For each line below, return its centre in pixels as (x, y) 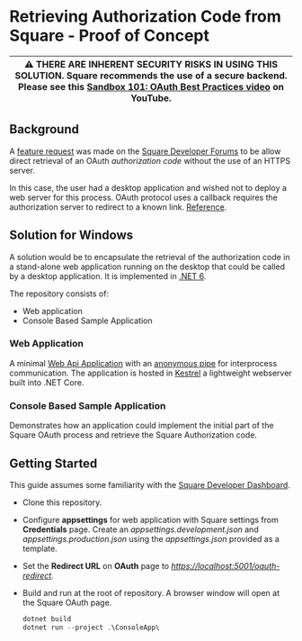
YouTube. (151, 98)
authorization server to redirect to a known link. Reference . (118, 207)
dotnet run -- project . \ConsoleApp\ (91, 627)
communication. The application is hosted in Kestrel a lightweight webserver (151, 373)
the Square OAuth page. (67, 602)
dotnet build (47, 618)
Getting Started (53, 463)
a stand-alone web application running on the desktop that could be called (147, 266)
